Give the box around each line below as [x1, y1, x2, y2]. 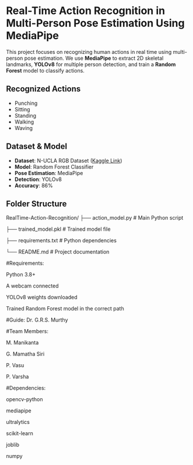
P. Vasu [6, 362, 24, 369]
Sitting [14, 105, 30, 112]
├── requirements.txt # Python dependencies [6, 237, 117, 244]
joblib [6, 441, 19, 449]
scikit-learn [6, 430, 33, 437]
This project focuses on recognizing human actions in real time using [6, 48, 172, 55]
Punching [14, 100, 38, 107]
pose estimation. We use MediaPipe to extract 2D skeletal [24, 54, 164, 61]
